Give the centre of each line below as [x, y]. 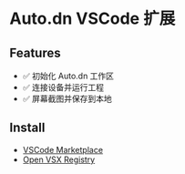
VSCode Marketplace [62, 149]
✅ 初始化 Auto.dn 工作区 [68, 76]
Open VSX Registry [59, 159]
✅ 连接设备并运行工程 [63, 87]
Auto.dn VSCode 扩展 [92, 19]
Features [35, 52]
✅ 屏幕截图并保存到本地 [67, 98]
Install [27, 128]
